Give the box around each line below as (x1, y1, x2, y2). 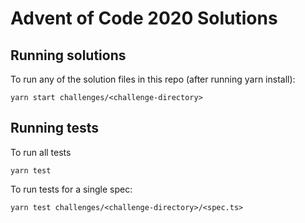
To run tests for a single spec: (10, 183, 133, 195)
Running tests (10, 120, 100, 137)
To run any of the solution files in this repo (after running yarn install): (10, 73, 296, 85)
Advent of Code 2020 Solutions (10, 7, 278, 30)
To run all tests (10, 146, 72, 158)
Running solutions (10, 47, 127, 64)
